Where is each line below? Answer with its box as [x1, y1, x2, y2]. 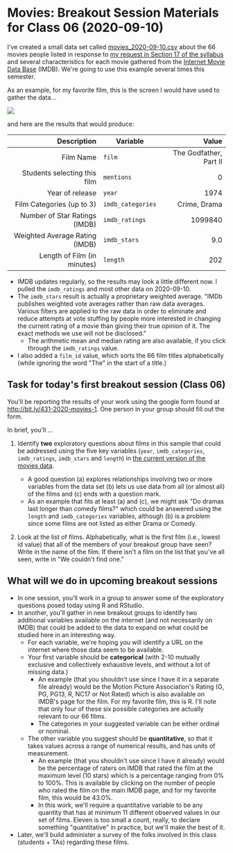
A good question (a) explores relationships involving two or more [27, 475, 213, 483]
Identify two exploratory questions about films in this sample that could [17, 439, 221, 447]
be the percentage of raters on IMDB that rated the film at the [37, 764, 214, 772]
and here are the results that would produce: [7, 120, 135, 128]
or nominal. [37, 726, 71, 735]
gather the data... [7, 93, 57, 102]
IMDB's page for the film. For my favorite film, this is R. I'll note [37, 697, 216, 705]
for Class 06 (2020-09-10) [7, 19, 164, 36]
